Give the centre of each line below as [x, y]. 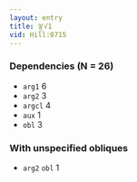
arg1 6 [34, 86]
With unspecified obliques [69, 148]
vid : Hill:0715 [38, 34]
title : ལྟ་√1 [31, 26]
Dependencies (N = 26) [62, 66]
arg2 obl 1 [41, 168]
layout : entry [36, 18]
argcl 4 [37, 105]
